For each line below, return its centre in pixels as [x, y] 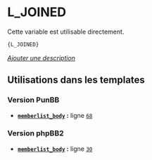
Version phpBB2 [36, 133]
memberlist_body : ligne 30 [55, 149]
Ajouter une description [42, 58]
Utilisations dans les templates [76, 80]
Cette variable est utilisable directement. [66, 32]
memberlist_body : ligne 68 [55, 115]
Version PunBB [33, 100]
